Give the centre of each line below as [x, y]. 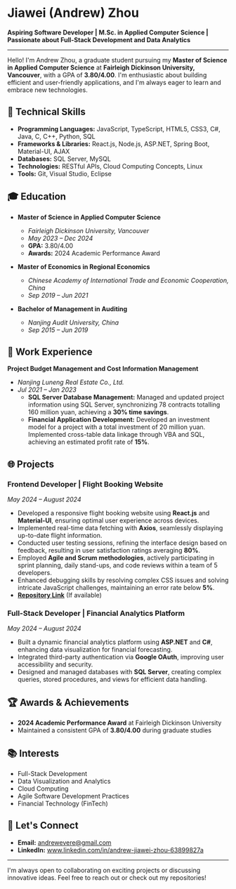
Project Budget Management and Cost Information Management [103, 369]
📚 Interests [33, 753]
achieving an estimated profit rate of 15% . [88, 442]
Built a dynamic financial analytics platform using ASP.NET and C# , [115, 642]
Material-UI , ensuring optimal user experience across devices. [108, 520]
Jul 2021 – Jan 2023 [47, 390]
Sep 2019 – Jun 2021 [58, 295]
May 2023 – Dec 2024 [60, 238]
